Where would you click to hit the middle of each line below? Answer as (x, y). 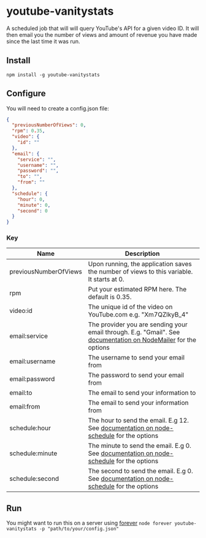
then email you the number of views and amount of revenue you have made (102, 34)
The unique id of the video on (130, 307)
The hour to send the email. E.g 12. (138, 420)
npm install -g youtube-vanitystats (53, 75)
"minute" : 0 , (34, 205)
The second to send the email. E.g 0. (140, 471)
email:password (32, 379)
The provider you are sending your (138, 325)
